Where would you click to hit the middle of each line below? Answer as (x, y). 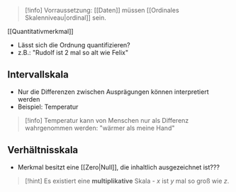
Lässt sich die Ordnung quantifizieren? (74, 45)
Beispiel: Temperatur (48, 107)
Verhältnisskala (43, 150)
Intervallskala (38, 74)
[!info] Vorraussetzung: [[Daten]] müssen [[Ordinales (102, 10)
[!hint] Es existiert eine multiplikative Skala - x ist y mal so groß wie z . (127, 181)
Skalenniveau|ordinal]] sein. (65, 18)
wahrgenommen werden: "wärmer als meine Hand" (100, 128)
